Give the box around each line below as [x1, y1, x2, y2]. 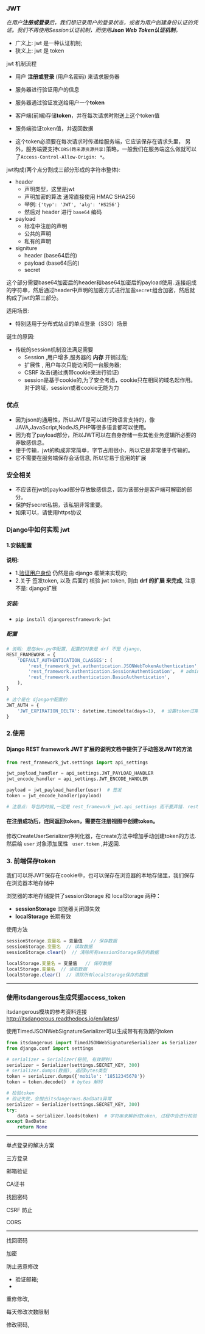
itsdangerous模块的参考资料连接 [6, 1008, 87, 1015]
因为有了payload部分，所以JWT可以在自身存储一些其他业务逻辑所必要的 [15, 431, 196, 439]
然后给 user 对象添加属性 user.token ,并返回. [6, 840, 120, 847]
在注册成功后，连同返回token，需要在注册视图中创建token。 [6, 817, 158, 825]
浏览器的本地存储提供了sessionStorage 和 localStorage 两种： [6, 892, 161, 900]
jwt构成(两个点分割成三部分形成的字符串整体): [6, 166, 120, 173]
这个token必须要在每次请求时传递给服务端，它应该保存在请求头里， [15, 138, 184, 145]
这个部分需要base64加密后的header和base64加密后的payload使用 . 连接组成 [6, 279, 196, 286]
